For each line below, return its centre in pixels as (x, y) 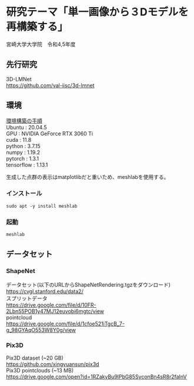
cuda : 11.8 (19, 139)
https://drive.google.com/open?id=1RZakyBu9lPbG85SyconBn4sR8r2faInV (96, 377)
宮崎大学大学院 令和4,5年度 (41, 44)
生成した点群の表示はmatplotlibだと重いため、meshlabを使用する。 (88, 177)
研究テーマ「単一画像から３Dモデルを (98, 12)
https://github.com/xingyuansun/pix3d (53, 364)
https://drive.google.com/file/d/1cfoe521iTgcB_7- (66, 324)
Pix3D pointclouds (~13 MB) (40, 371)
